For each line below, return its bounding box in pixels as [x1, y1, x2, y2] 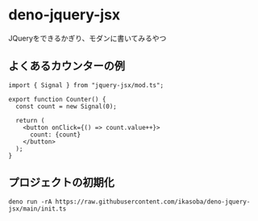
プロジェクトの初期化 [8, 176, 114, 190]
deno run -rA [8, 198, 52, 206]
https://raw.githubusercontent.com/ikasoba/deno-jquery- [55, 198, 251, 206]
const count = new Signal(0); [15, 102, 117, 110]
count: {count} [29, 131, 81, 139]
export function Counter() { [8, 95, 106, 103]
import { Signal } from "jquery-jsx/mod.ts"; [8, 81, 164, 90]
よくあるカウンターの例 [8, 59, 125, 73]
